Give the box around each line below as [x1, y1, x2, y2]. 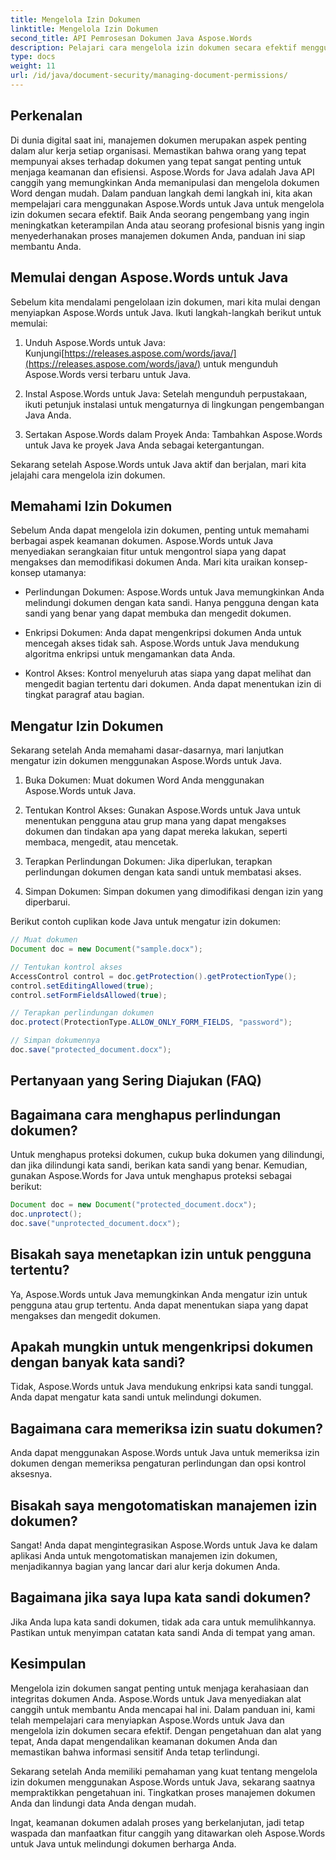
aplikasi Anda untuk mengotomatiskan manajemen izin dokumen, [10, 1549, 278, 1561]
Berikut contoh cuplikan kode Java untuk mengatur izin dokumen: [10, 916, 282, 928]
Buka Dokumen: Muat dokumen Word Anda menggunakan [24, 774, 265, 786]
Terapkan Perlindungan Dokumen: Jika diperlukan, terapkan [24, 856, 273, 868]
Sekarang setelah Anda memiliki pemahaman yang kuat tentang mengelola [10, 1765, 318, 1777]
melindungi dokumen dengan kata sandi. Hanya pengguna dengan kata [24, 597, 320, 609]
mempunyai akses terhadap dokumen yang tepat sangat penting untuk [10, 155, 302, 167]
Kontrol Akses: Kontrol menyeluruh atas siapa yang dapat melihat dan [24, 667, 312, 680]
